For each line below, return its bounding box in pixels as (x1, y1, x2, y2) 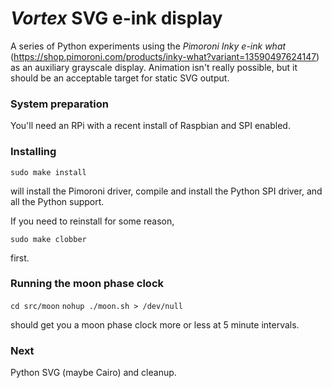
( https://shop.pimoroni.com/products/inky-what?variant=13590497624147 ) (10, 50, 320, 62)
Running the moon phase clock (10, 277, 164, 291)
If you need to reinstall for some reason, (10, 215, 175, 227)
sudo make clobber (10, 234, 87, 244)
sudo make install (10, 167, 87, 177)
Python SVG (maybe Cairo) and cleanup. (10, 367, 177, 379)
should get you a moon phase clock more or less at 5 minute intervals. (10, 318, 300, 331)
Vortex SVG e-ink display (10, 7, 223, 30)
